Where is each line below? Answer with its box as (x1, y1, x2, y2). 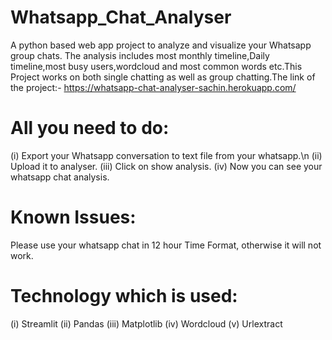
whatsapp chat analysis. (10, 171, 110, 183)
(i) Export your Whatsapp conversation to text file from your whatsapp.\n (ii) (10, 149, 323, 161)
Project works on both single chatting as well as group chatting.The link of (10, 71, 316, 83)
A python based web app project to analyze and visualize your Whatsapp (10, 39, 312, 51)
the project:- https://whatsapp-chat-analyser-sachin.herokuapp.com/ (10, 81, 297, 93)
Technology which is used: (10, 285, 238, 307)
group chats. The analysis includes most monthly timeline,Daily (10, 49, 270, 61)
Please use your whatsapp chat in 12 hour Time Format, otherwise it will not (10, 239, 322, 251)
